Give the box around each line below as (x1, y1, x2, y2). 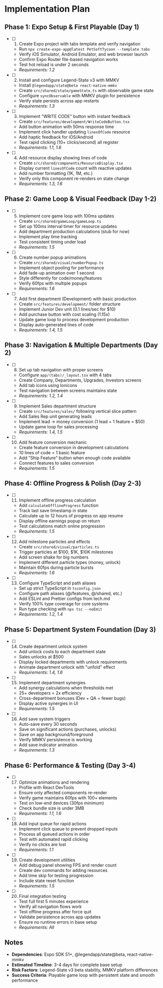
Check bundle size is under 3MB (18, 805, 85, 811)
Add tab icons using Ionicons (18, 382, 77, 388)
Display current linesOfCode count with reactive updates (18, 165, 132, 171)
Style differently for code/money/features (18, 275, 102, 281)
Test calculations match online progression (18, 523, 105, 529)
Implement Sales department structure (18, 403, 96, 409)
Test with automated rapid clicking (18, 836, 88, 842)
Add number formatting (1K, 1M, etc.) (18, 171, 93, 176)
